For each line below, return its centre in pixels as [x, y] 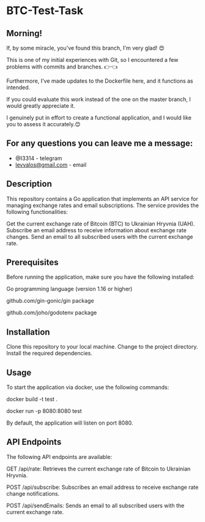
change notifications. [33, 493]
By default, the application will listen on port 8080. [70, 423]
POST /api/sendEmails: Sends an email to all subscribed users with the [95, 505]
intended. [18, 87]
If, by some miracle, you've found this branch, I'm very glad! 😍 [86, 48]
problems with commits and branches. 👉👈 [62, 67]
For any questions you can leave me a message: [100, 144]
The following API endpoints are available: [59, 456]
